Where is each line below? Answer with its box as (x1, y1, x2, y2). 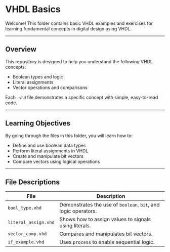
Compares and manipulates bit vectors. (59, 230, 153, 237)
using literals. (59, 222, 91, 229)
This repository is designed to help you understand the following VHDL (5, 58, 153, 64)
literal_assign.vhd (8, 220, 55, 226)
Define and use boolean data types (12, 142, 86, 148)
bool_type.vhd (8, 205, 42, 211)
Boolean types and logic (12, 73, 63, 79)
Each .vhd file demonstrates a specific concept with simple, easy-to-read (5, 94, 158, 100)
